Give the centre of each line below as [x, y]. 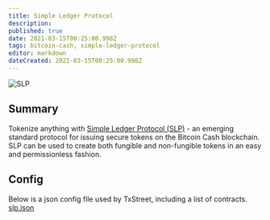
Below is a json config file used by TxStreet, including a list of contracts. [128, 199]
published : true [35, 31]
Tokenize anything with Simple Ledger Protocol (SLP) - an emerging [121, 128]
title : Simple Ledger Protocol [61, 16]
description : [30, 23]
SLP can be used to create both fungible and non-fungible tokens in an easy [135, 145]
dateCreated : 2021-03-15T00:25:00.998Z [75, 61]
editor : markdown [37, 53]
